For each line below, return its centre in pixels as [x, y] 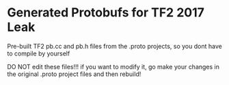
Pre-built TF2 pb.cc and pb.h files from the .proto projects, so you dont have [114, 46]
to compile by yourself [39, 53]
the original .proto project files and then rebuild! [74, 74]
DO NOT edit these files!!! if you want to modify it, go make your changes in [113, 66]
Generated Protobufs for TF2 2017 [106, 13]
